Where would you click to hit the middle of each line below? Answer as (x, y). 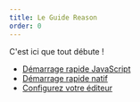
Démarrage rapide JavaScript (76, 69)
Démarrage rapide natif (65, 78)
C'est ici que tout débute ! (57, 51)
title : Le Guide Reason (54, 17)
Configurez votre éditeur (67, 88)
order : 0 (25, 26)
